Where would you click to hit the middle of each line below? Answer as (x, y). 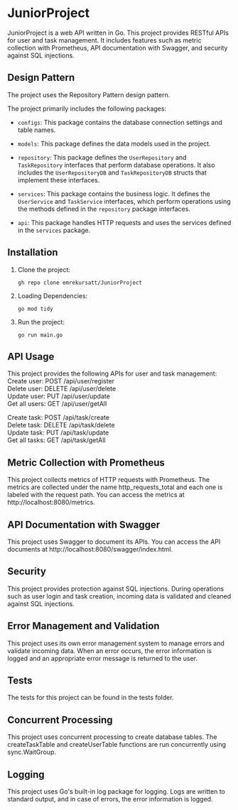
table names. (37, 130)
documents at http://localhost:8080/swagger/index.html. (90, 549)
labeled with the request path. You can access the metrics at (96, 495)
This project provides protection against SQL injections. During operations (116, 589)
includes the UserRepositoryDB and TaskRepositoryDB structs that (112, 173)
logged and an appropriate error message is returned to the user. (102, 658)
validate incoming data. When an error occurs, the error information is (109, 650)
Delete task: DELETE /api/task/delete (61, 425)
